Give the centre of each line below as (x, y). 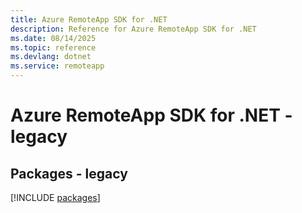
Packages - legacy (69, 173)
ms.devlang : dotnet (51, 57)
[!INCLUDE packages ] (55, 197)
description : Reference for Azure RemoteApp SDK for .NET (133, 29)
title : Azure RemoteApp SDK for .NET (89, 19)
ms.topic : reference (53, 47)
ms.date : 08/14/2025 (53, 38)
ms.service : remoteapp (57, 66)
